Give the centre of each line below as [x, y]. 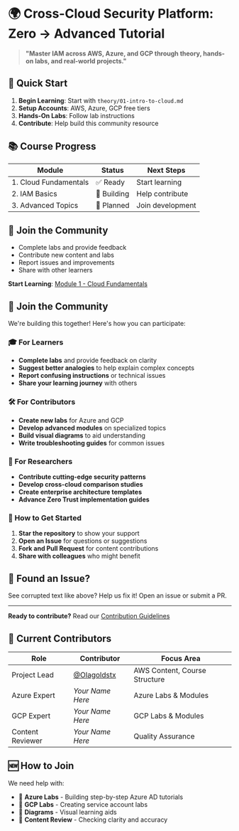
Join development [167, 205]
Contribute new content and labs [66, 255]
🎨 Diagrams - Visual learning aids [67, 812]
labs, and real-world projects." [81, 60]
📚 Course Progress [52, 147]
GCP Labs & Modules [169, 716]
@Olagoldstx [95, 675]
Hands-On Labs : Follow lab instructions [77, 115]
